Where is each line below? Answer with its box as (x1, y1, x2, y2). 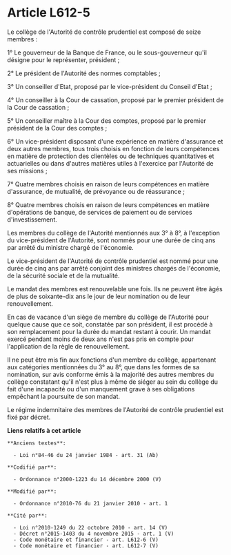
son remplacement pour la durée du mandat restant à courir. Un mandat (7, 327, 212, 335)
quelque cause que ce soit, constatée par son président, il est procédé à (7, 320, 213, 329)
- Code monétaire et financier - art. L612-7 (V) (13, 542, 159, 549)
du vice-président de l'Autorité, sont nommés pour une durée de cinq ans (7, 236, 216, 244)
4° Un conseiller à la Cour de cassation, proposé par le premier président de (7, 95, 224, 104)
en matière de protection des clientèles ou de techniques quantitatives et (7, 152, 214, 160)
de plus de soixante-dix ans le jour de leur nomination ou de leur (7, 292, 190, 300)
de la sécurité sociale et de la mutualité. (7, 271, 120, 280)
